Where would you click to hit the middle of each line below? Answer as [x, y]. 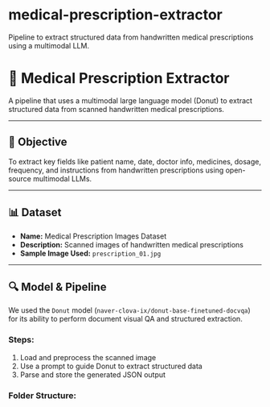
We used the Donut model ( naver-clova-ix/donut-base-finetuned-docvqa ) [129, 310]
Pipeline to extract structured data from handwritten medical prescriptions [131, 37]
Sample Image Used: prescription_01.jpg [90, 253]
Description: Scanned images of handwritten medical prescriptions [131, 244]
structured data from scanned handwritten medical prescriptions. [117, 109]
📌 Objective [38, 142]
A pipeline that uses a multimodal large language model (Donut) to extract [131, 100]
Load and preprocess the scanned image [88, 357]
